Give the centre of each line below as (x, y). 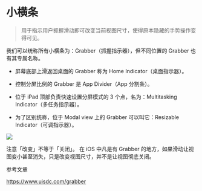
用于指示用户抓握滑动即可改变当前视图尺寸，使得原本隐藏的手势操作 (106, 30)
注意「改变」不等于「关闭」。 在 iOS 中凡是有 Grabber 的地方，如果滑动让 (97, 149)
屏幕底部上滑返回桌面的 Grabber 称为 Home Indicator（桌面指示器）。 (101, 71)
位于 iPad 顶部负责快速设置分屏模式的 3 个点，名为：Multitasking (96, 97)
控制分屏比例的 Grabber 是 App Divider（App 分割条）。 (84, 84)
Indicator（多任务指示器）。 (49, 104)
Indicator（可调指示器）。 (46, 125)
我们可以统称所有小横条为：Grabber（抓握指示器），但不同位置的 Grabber (98, 50)
